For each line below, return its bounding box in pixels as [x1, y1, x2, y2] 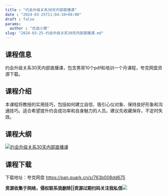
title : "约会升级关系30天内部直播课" [5, 7, 77, 13]
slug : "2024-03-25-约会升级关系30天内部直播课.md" [5, 31, 104, 36]
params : [5, 21, 21, 27]
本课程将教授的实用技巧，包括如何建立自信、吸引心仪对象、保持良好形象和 [5, 101, 158, 107]
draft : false [5, 17, 35, 22]
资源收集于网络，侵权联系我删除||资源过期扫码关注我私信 [5, 185, 122, 191]
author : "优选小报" [9, 26, 49, 31]
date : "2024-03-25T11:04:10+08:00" [5, 12, 81, 17]
